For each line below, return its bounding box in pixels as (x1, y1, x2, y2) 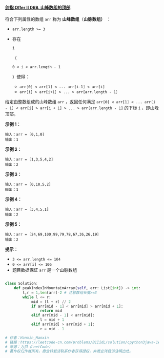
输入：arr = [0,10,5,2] (5, 182, 51, 187)
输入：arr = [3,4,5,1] (5, 207, 49, 212)
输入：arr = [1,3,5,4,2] (5, 157, 54, 162)
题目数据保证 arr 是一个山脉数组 (12, 267, 77, 273)
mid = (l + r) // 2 (31, 299, 71, 304)
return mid (40, 308, 62, 313)
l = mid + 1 (40, 318, 64, 322)
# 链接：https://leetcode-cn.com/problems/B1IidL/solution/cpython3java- (5, 339, 156, 345)
